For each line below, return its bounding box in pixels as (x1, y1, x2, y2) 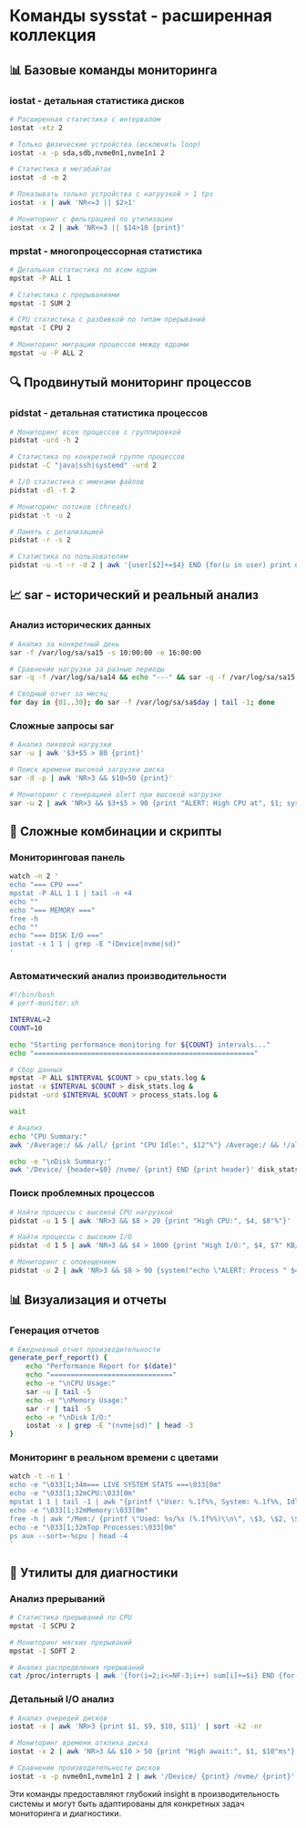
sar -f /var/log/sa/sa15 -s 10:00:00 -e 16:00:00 (9, 648, 202, 657)
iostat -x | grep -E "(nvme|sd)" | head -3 (25, 1421, 194, 1430)
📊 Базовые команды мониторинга (9, 62, 218, 77)
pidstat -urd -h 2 (9, 436, 79, 445)
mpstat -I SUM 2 (9, 298, 71, 308)
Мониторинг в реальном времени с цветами (9, 1451, 219, 1464)
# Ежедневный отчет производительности (9, 1345, 161, 1354)
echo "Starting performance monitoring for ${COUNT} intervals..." (9, 1040, 271, 1049)
